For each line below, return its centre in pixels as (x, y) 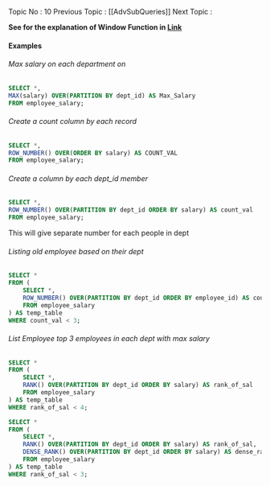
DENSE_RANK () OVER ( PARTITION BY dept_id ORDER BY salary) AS (127, 452)
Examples (25, 45)
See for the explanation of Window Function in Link (95, 27)
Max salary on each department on (67, 64)
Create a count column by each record (73, 121)
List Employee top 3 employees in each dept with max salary (109, 338)
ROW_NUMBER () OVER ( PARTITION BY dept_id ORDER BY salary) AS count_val (131, 210)
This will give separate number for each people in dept (99, 233)
